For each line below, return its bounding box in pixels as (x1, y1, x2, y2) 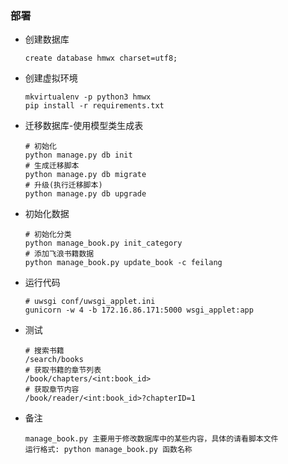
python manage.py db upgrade (24, 189, 147, 199)
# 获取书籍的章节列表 (24, 365, 102, 376)
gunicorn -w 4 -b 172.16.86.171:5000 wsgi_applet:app (24, 305, 254, 316)
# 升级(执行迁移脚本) (24, 180, 103, 191)
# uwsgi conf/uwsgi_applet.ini (24, 297, 156, 307)
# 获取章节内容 (24, 385, 80, 395)
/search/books (24, 355, 84, 365)
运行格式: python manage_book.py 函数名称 (24, 445, 193, 455)
